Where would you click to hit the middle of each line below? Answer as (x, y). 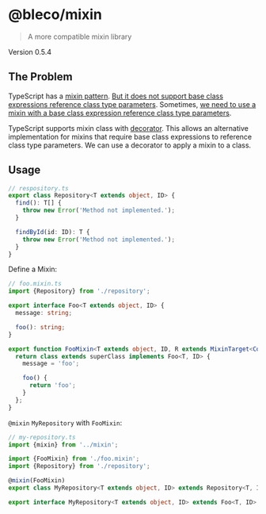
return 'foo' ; (53, 385)
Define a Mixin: (33, 269)
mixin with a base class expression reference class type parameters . (120, 113)
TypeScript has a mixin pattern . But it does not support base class (116, 96)
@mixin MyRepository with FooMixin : (65, 423)
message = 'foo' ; (51, 364)
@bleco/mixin (55, 15)
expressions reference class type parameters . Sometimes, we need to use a (132, 104)
